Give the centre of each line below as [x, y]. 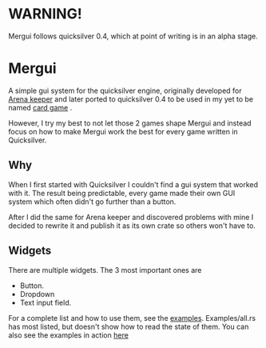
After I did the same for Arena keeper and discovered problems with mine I [131, 217]
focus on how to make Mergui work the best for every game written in [123, 131]
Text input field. [46, 302]
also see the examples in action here [69, 335]
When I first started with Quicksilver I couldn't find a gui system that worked [133, 184]
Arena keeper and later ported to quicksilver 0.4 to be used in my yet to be [131, 99]
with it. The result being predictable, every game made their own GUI [122, 193]
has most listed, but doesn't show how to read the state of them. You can [129, 326]
